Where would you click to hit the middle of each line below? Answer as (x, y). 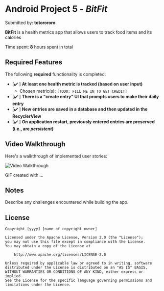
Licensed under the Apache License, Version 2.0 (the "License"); (74, 238)
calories (13, 37)
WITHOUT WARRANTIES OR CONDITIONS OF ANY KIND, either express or (74, 272)
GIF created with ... (24, 175)
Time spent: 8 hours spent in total (39, 47)
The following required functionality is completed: (56, 74)
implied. (14, 276)
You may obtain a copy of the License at (48, 246)
